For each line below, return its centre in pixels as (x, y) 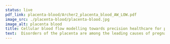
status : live (19, 10)
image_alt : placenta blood (34, 24)
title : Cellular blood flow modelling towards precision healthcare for (83, 29)
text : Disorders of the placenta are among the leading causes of (78, 33)
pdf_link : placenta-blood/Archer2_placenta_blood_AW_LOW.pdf (71, 15)
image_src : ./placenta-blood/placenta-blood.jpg (57, 19)
